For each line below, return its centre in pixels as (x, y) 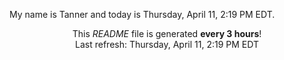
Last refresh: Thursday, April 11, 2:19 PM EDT (167, 44)
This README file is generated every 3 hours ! (167, 33)
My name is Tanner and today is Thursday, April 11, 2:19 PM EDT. (142, 14)
